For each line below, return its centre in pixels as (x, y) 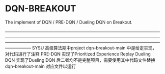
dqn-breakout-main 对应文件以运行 (41, 66)
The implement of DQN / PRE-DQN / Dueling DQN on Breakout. (69, 22)
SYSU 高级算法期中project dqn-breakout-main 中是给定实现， (94, 48)
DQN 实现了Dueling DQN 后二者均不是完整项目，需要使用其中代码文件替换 (80, 60)
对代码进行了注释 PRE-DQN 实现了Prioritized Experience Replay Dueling (78, 54)
